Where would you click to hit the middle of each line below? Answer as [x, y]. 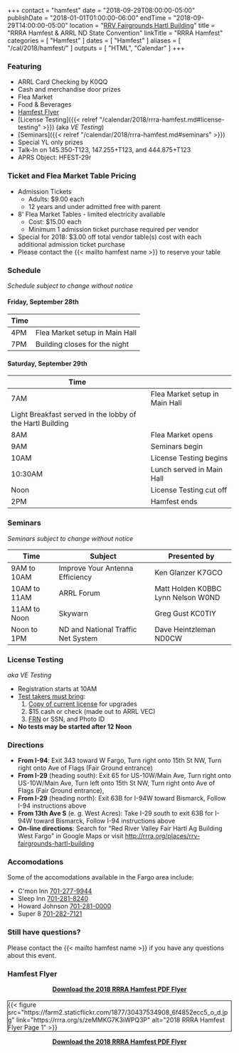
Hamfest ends [174, 502]
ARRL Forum [80, 593]
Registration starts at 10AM [57, 688]
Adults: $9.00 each [56, 199]
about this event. [32, 955]
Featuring [25, 66]
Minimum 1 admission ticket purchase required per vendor [113, 229]
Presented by [191, 556]
